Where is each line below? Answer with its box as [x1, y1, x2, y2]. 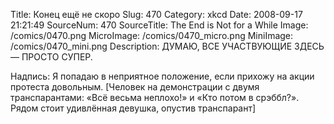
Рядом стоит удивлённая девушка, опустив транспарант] [10, 102, 257, 114]
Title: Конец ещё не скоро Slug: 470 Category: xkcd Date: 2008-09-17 [10, 9, 303, 20]
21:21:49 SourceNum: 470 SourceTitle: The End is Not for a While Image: [10, 19, 309, 31]
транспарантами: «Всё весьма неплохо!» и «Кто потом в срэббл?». [10, 92, 300, 103]
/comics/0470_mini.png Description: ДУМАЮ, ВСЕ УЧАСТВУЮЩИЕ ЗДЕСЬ [10, 40, 325, 52]
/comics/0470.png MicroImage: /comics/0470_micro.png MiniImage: [10, 30, 294, 41]
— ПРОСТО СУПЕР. [10, 51, 93, 63]
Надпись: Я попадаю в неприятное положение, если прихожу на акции [10, 70, 315, 82]
